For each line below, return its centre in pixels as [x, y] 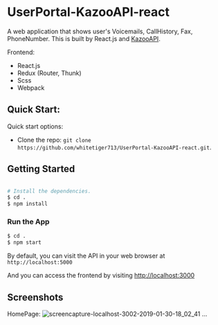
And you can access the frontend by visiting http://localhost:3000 [101, 276]
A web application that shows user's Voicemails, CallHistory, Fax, [100, 31]
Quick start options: [35, 126]
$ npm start [24, 243]
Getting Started [41, 169]
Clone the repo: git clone [54, 140]
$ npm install [28, 204]
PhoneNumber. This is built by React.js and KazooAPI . [84, 38]
